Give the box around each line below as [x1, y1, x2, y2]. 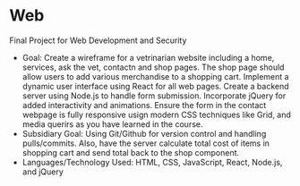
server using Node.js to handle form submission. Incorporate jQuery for [21, 90, 287, 101]
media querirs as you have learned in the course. [21, 118, 203, 130]
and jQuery [21, 166, 64, 177]
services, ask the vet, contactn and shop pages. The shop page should [21, 62, 285, 72]
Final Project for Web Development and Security [9, 35, 187, 46]
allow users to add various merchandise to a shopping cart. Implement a [21, 71, 289, 81]
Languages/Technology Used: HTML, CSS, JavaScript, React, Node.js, [21, 156, 283, 167]
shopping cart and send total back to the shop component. [21, 147, 240, 157]
